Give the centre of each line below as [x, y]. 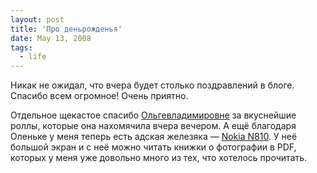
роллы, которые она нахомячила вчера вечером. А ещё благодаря [153, 126]
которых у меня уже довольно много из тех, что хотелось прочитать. [158, 158]
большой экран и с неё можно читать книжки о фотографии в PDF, [153, 147]
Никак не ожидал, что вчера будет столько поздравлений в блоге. [152, 85]
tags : [21, 47]
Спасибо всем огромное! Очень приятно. [99, 96]
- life [33, 57]
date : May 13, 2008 [51, 38]
